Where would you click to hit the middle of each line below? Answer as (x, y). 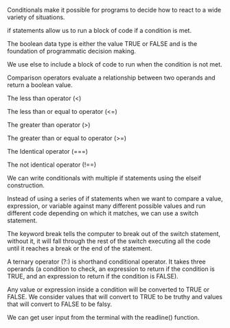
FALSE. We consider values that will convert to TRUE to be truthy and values (115, 297)
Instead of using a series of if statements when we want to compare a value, (115, 199)
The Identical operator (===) (47, 151)
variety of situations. (36, 17)
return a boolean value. (40, 85)
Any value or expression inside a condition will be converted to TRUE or (108, 290)
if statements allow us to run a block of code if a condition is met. (100, 31)
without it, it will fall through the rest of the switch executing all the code (109, 241)
